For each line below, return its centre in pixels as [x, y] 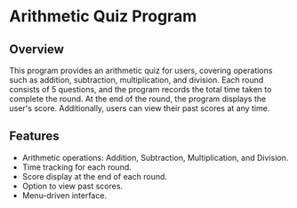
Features [34, 136]
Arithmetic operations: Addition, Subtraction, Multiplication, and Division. [155, 157]
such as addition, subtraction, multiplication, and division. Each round [136, 80]
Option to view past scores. [72, 186]
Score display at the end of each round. [94, 176]
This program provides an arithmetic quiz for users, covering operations [141, 70]
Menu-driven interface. [64, 195]
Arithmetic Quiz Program [103, 16]
